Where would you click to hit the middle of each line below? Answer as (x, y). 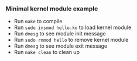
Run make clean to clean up (47, 52)
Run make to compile (38, 21)
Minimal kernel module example (52, 9)
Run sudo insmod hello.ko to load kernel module (73, 27)
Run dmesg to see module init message (60, 34)
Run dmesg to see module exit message (61, 46)
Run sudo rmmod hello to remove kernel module (71, 40)
